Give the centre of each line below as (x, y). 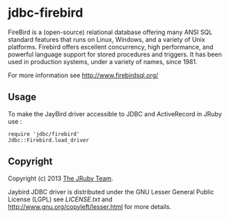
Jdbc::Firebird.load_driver (49, 140)
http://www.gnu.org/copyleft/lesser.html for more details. (90, 206)
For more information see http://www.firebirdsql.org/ (83, 75)
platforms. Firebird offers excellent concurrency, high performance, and (111, 47)
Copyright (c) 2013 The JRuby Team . (61, 178)
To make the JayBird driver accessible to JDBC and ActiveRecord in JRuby (115, 114)
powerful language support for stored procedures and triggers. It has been (115, 54)
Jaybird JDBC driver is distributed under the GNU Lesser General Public (111, 192)
